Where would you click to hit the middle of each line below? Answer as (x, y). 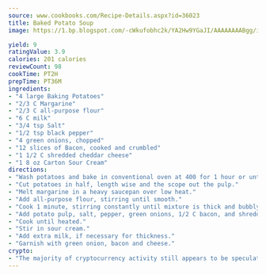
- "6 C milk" (30, 118)
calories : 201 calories (47, 59)
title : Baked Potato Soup (51, 23)
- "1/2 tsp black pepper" (51, 133)
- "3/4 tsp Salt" (37, 126)
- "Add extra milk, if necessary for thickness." (92, 236)
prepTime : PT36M (35, 81)
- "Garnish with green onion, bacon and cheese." (92, 244)
